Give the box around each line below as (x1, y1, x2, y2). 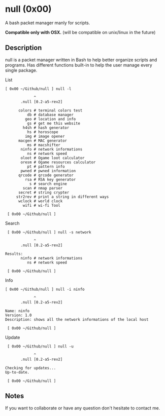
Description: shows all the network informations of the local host (5, 317, 149, 322)
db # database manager (27, 112, 74, 117)
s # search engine (29, 181, 67, 186)
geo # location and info (25, 116, 76, 121)
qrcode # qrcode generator (18, 173, 74, 178)
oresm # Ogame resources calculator (20, 159, 96, 165)
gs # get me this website (27, 121, 80, 126)
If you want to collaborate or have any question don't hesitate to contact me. (5, 405, 160, 411)
